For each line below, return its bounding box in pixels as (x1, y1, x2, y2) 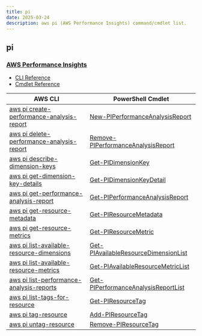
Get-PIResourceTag (89, 297, 146, 305)
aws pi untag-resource (9, 320, 75, 329)
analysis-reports (9, 284, 57, 292)
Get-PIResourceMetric (89, 228, 155, 236)
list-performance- (29, 276, 82, 284)
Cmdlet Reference (14, 81, 60, 88)
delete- (29, 130, 51, 138)
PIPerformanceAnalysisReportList (89, 284, 185, 292)
